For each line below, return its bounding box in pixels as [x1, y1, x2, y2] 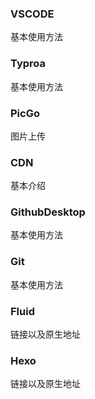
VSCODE [10, 7, 55, 21]
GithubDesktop [10, 205, 86, 219]
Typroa [10, 57, 47, 71]
